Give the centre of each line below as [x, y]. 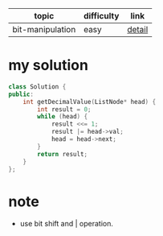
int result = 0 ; [64, 109]
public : [21, 94]
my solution [48, 66]
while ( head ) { [63, 117]
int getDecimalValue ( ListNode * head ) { [90, 101]
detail [138, 29]
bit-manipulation [44, 29]
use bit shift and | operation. [67, 224]
